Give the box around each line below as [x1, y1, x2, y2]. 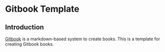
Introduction [5, 23, 44, 31]
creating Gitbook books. [5, 41, 54, 47]
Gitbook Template [5, 3, 80, 15]
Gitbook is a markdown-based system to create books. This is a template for [5, 36, 161, 42]
